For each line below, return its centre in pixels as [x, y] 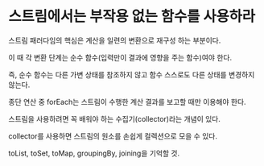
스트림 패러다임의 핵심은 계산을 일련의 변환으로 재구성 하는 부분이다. [115, 40]
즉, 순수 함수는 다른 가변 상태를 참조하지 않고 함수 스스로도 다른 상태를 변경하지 [132, 74]
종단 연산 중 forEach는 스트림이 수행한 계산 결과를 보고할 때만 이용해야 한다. [128, 102]
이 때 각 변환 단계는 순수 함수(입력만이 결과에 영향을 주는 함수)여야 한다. [120, 57]
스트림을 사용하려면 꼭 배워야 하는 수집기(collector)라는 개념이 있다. [115, 118]
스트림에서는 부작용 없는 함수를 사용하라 [132, 17]
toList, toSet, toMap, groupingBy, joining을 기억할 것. [94, 153]
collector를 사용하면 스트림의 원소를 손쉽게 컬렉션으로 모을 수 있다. [113, 136]
